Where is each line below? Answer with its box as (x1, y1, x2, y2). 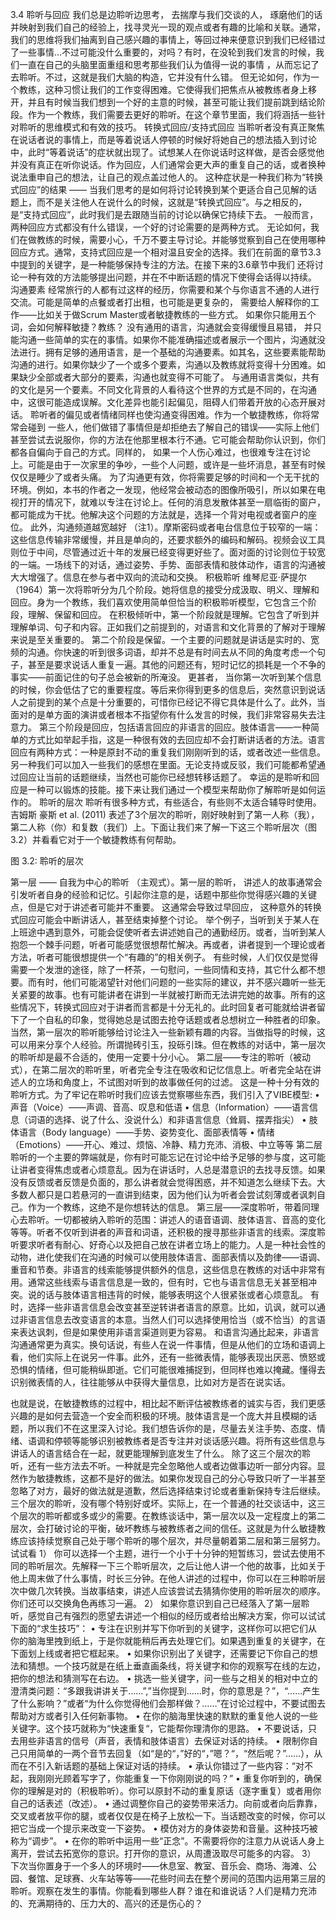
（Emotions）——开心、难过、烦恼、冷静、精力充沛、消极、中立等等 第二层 (10, 1139, 323, 1150)
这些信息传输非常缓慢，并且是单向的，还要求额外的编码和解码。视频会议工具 (10, 534, 326, 545)
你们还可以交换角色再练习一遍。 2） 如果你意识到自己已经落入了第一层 (10, 1598, 302, 1609)
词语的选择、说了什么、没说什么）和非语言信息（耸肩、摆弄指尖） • (27, 1114, 307, 1125)
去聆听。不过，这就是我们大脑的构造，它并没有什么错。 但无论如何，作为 (10, 71, 311, 83)
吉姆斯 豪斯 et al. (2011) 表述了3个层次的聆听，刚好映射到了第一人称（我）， (10, 809, 320, 820)
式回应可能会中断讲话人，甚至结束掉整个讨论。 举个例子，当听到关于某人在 (10, 914, 320, 925)
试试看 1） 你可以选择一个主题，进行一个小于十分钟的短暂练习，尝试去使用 (10, 1548, 317, 1559)
